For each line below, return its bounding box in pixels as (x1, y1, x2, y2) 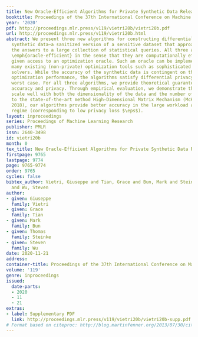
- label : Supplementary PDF (6, 311, 75, 317)
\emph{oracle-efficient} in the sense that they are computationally (11, 53, 186, 59)
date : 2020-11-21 (6, 251, 49, 257)
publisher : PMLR (6, 124, 46, 130)
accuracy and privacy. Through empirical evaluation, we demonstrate (11, 86, 186, 92)
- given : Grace (6, 206, 44, 213)
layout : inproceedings (6, 113, 62, 119)
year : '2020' (6, 20, 38, 25)
